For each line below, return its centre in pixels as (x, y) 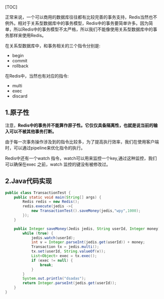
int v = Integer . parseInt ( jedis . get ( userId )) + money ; (88, 242)
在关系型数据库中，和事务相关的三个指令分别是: (53, 46)
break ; (47, 265)
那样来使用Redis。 (28, 35)
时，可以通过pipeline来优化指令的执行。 (45, 148)
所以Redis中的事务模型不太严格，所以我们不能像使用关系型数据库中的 (83, 29)
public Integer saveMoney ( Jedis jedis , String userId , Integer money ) (87, 229)
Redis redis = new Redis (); (51, 202)
